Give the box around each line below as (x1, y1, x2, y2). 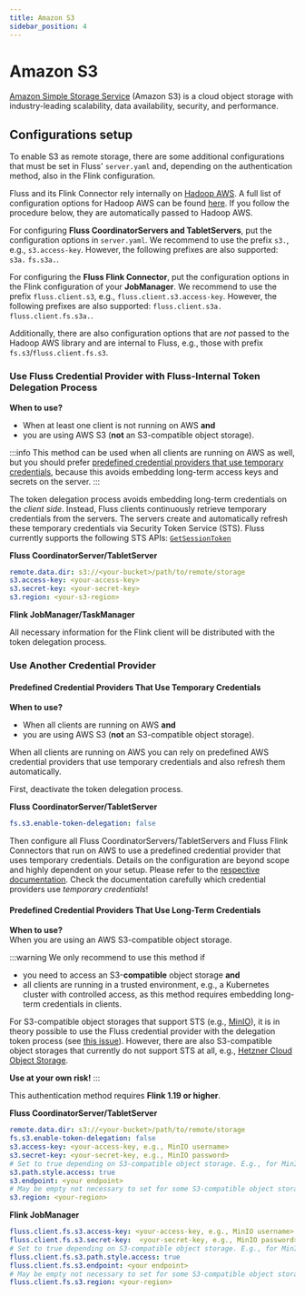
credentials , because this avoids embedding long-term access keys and (9, 466, 279, 477)
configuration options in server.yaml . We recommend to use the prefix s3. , (9, 235, 290, 246)
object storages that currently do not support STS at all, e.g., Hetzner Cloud (9, 1045, 293, 1056)
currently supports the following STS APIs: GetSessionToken (9, 532, 231, 543)
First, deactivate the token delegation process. (9, 784, 183, 795)
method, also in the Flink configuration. (9, 170, 156, 182)
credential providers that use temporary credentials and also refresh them (9, 757, 286, 768)
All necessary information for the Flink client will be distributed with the (9, 627, 275, 638)
